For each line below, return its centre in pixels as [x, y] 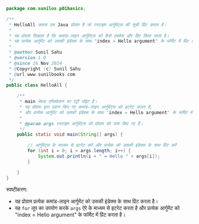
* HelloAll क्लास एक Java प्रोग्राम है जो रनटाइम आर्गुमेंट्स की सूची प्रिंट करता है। [88, 25]
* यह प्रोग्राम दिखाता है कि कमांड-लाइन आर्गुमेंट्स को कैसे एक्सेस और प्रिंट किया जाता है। [89, 36]
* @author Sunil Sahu [35, 52]
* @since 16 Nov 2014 [35, 63]
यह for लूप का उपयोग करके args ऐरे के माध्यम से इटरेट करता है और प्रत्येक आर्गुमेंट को [97, 208]
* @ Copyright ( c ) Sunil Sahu [45, 69]
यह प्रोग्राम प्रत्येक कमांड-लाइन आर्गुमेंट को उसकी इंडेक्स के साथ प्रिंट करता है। [86, 201]
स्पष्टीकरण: [17, 189]
